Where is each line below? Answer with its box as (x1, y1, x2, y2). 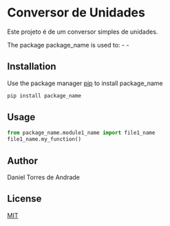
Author (7, 155, 38, 166)
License (7, 193, 42, 205)
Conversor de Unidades (7, 5, 146, 21)
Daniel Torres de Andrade (7, 173, 81, 181)
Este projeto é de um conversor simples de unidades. (7, 27, 158, 36)
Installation (7, 60, 56, 73)
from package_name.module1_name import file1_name (7, 129, 156, 137)
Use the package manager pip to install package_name (7, 79, 163, 87)
